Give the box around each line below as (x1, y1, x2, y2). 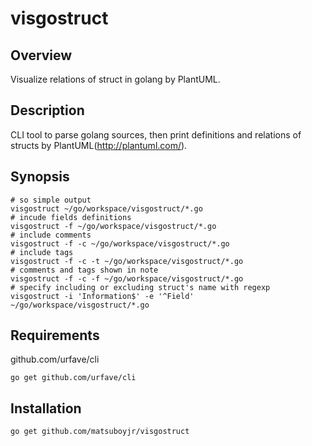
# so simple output (10, 195, 92, 205)
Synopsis (10, 168, 70, 186)
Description (10, 102, 85, 119)
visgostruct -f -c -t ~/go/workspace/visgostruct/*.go (10, 256, 244, 266)
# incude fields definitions (10, 212, 132, 222)
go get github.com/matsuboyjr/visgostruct (10, 427, 190, 437)
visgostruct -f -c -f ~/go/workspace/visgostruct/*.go (10, 273, 244, 284)
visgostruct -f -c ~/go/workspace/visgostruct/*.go (10, 238, 230, 249)
